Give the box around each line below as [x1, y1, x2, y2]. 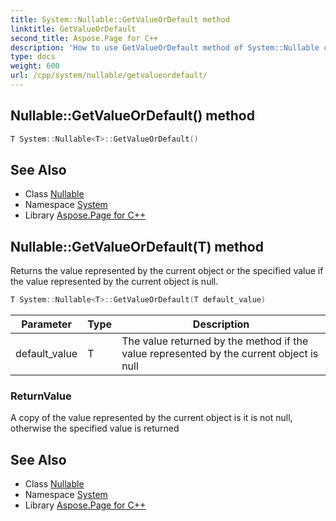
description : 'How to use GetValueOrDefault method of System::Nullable [10, 42, 320, 53]
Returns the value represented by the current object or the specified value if [10, 265, 324, 277]
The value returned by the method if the [121, 334, 309, 348]
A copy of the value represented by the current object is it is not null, [10, 412, 293, 424]
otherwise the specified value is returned [10, 422, 180, 435]
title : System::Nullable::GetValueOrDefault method [10, 14, 230, 25]
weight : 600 [10, 61, 60, 71]
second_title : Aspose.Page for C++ [10, 33, 159, 43]
